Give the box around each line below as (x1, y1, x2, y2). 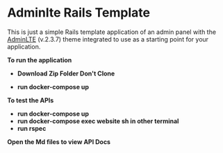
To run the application (7, 55, 72, 64)
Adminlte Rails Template (7, 5, 151, 21)
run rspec (17, 124, 47, 132)
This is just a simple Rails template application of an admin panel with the (7, 28, 217, 36)
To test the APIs (7, 96, 54, 105)
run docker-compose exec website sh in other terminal (17, 116, 179, 125)
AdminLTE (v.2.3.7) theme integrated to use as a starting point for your (7, 35, 209, 43)
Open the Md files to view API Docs (7, 137, 111, 146)
